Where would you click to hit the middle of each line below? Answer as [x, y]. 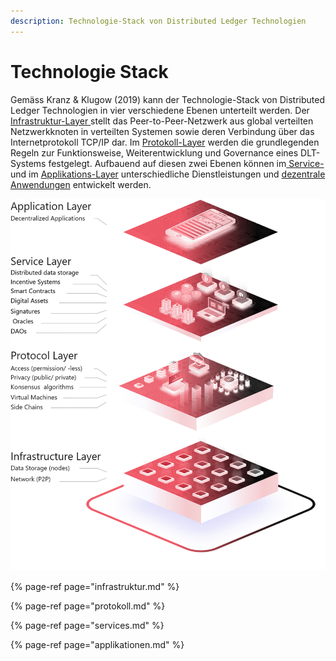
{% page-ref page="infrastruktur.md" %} [95, 586]
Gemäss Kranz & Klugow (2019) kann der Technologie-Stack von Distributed [167, 99]
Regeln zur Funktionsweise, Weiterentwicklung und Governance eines [154, 152]
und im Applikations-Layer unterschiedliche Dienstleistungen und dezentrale [168, 174]
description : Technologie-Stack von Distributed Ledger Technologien [158, 21]
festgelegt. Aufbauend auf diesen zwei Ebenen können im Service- [186, 163]
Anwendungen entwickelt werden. [81, 184]
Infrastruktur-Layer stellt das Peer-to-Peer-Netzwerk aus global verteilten [162, 121]
